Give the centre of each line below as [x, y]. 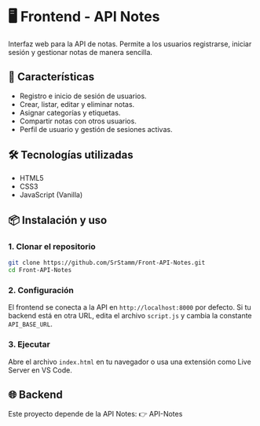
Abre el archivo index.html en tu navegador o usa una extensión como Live [130, 362]
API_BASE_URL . [30, 324]
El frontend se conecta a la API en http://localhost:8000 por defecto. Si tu [130, 307]
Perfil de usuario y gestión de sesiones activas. [96, 129]
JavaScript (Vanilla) [51, 194]
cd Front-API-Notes [40, 270]
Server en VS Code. [40, 370]
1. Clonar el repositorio [52, 246]
